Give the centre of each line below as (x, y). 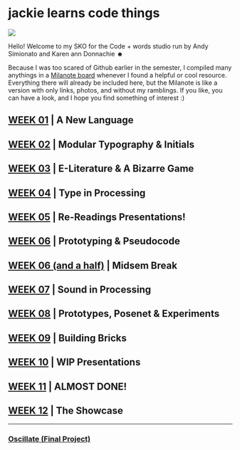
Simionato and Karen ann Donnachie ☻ (66, 53)
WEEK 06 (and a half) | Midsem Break (93, 265)
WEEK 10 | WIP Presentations (74, 362)
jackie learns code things (84, 13)
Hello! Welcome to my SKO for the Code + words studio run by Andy (108, 46)
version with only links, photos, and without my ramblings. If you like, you (115, 90)
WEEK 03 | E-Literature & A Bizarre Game (101, 169)
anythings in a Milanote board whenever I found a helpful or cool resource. (118, 75)
